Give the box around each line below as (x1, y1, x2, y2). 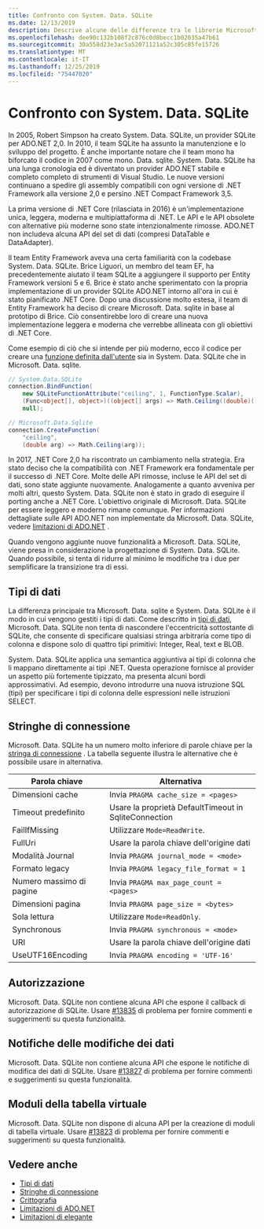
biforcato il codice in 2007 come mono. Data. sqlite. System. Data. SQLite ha (8, 155, 255, 165)
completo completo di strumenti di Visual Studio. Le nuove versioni (8, 172, 225, 181)
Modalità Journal (12, 850, 75, 861)
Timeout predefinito (12, 807, 85, 818)
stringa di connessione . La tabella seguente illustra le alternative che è (8, 749, 238, 759)
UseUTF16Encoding (12, 950, 88, 961)
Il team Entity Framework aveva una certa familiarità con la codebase (8, 253, 232, 262)
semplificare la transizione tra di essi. (8, 563, 129, 572)
